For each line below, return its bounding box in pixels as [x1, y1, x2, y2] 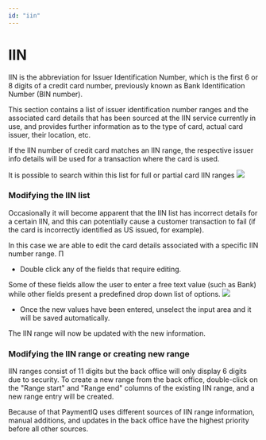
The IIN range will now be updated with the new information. [8, 328, 206, 338]
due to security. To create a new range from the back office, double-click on [8, 375, 258, 384]
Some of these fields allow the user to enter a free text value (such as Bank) [8, 279, 256, 289]
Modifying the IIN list [8, 190, 91, 201]
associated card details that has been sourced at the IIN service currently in [8, 113, 256, 123]
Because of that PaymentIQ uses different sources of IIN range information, [8, 407, 255, 417]
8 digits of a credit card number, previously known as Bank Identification [8, 80, 245, 90]
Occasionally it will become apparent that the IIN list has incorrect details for [8, 208, 258, 217]
